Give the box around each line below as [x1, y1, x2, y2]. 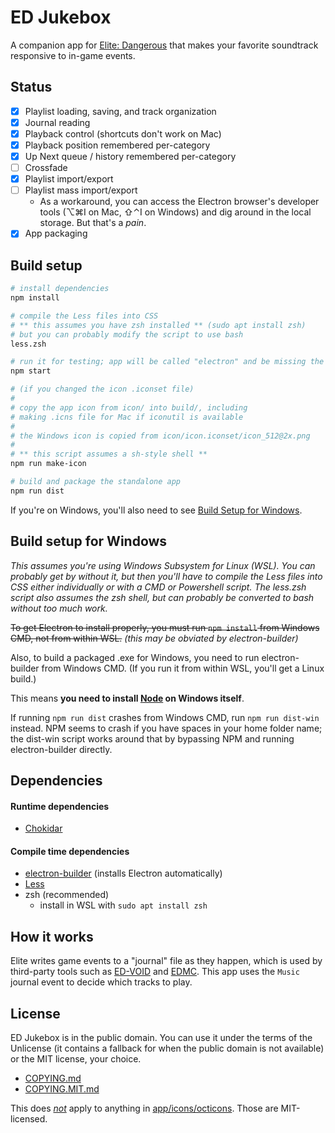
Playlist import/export [24, 173, 114, 185]
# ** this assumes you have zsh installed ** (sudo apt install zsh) [10, 320, 307, 330]
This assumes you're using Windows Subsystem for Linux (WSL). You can [10, 559, 316, 571]
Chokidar [24, 822, 63, 835]
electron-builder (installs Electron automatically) [24, 867, 223, 880]
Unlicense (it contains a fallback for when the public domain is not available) [10, 1042, 325, 1054]
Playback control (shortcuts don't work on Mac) [24, 127, 222, 140]
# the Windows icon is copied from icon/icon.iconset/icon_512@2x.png [10, 431, 311, 441]
